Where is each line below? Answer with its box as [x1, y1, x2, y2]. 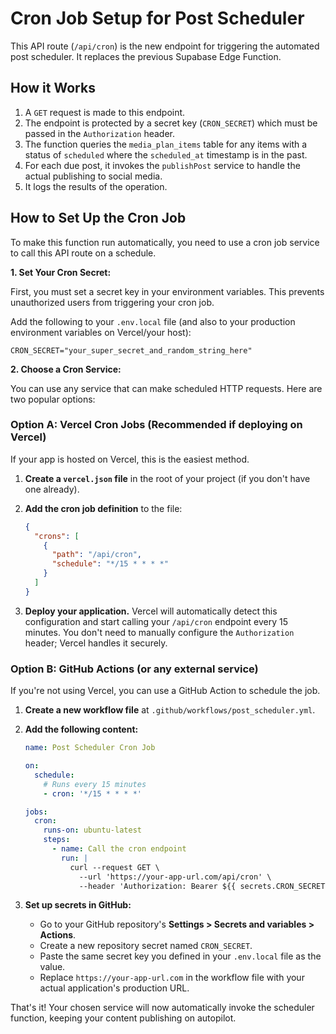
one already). [24, 483, 80, 495]
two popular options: [10, 393, 96, 405]
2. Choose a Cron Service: [10, 363, 122, 375]
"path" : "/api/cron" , [51, 550, 142, 560]
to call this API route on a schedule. [10, 247, 157, 259]
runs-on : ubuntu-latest [43, 825, 142, 836]
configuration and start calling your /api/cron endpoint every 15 [24, 615, 289, 627]
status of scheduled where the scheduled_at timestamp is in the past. [24, 148, 308, 161]
